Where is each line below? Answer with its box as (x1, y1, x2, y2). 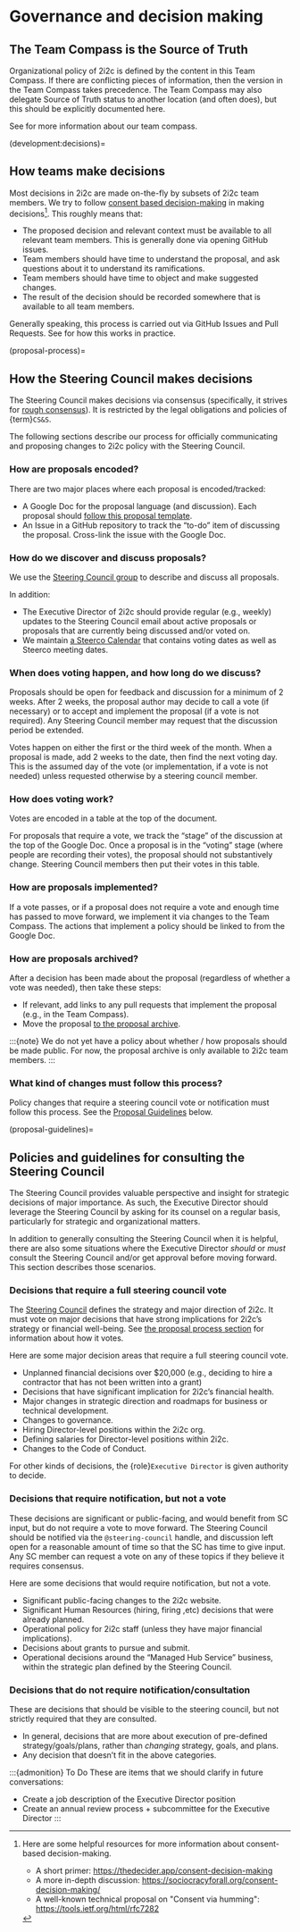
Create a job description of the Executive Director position (21, 1794, 237, 1805)
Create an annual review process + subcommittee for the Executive (21, 1803, 271, 1814)
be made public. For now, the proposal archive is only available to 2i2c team (9, 1045, 288, 1056)
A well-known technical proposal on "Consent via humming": (35, 1894, 261, 1904)
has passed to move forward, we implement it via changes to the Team (9, 911, 270, 922)
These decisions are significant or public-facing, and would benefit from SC (9, 1512, 288, 1524)
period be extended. (9, 725, 85, 736)
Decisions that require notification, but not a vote (9, 1493, 227, 1505)
